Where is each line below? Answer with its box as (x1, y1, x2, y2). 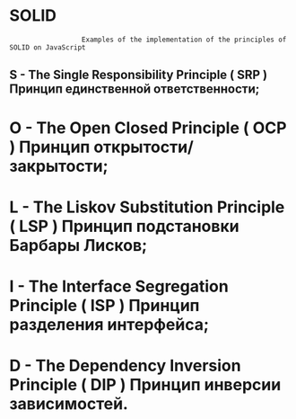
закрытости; (9, 156, 109, 176)
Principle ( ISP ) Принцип (9, 295, 200, 316)
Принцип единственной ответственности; (9, 82, 260, 97)
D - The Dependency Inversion (9, 356, 241, 376)
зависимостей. (9, 394, 128, 415)
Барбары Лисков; (9, 235, 148, 255)
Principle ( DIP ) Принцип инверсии (9, 375, 282, 396)
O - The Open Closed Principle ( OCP (9, 118, 287, 138)
